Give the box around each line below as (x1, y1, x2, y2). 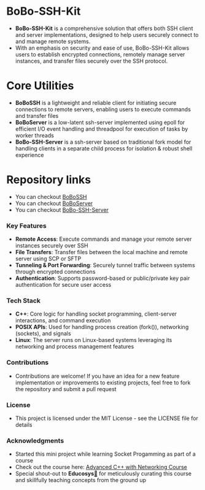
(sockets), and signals (15, 330, 72, 337)
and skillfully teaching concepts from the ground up (15, 476, 146, 484)
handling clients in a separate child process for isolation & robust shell (15, 144, 193, 152)
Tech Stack (6, 297, 41, 305)
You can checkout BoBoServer (15, 200, 93, 207)
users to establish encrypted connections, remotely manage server (15, 50, 185, 58)
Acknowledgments (6, 436, 64, 445)
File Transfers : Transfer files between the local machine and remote (15, 249, 188, 256)
